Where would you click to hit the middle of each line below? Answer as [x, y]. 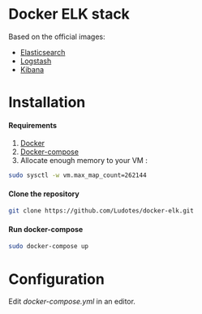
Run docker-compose [46, 229]
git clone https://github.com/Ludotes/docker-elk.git [101, 211]
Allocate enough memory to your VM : [84, 161]
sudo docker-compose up [49, 247]
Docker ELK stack [69, 14]
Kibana [32, 69]
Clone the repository [44, 194]
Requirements [33, 125]
